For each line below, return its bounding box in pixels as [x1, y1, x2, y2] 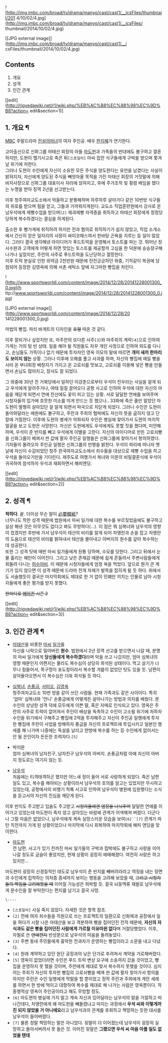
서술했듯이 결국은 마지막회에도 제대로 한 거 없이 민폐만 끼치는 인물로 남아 [10, 574, 152, 580]
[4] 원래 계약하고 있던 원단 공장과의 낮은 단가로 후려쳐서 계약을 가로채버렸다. [12, 951, 162, 957]
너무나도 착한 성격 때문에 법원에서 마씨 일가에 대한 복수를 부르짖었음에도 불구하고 [5, 517, 163, 524]
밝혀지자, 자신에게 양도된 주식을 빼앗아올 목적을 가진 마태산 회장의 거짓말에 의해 [5, 173, 160, 180]
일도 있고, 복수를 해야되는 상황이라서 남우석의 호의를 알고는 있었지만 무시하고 [12, 780, 162, 786]
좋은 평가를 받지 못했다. [22, 580, 68, 586]
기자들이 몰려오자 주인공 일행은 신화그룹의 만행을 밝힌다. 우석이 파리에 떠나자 [5, 441, 155, 447]
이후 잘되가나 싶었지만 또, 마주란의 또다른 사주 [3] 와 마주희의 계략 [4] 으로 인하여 [5, 336, 160, 343]
